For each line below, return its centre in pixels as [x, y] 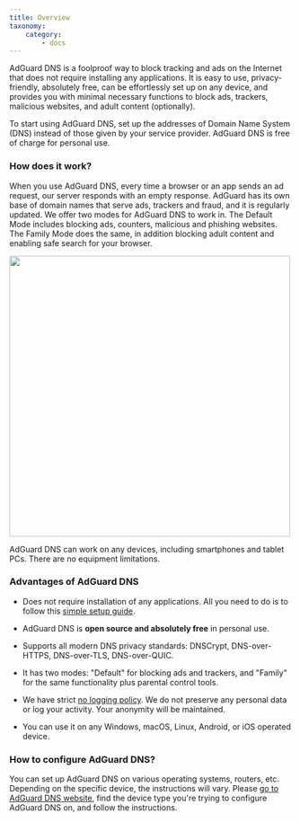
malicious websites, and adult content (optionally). [102, 106]
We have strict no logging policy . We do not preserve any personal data [154, 699]
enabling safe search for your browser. [81, 243]
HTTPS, [37, 655]
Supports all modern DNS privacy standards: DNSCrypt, [126, 645]
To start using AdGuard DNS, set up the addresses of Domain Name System [150, 124]
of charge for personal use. [60, 143]
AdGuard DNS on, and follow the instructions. [93, 808]
